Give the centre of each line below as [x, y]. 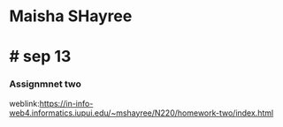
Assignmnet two [46, 84]
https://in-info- [66, 103]
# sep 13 [40, 57]
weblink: [24, 103]
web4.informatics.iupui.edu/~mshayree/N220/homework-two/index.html [141, 113]
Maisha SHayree [71, 16]
